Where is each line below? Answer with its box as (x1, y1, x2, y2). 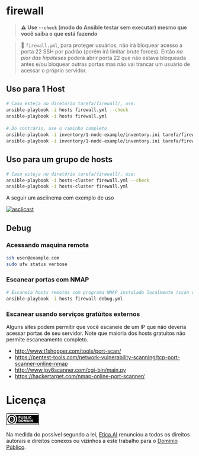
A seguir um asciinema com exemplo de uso (6, 194, 114, 201)
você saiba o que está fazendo (20, 30, 98, 37)
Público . (6, 444, 27, 451)
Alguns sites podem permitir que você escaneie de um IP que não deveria (6, 324, 187, 331)
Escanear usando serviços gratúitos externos (6, 310, 140, 318)
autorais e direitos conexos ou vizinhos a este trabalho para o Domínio (6, 438, 178, 445)
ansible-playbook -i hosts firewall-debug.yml (6, 296, 123, 302)
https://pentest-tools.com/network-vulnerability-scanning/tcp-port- (14, 354, 180, 361)
